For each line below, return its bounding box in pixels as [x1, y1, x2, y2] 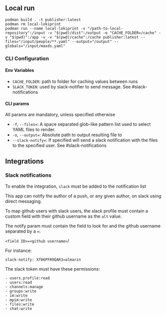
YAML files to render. [12, 127, 56, 133]
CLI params [5, 100, 29, 106]
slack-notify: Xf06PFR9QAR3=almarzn [5, 257, 81, 262]
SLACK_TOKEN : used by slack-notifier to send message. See [12, 83, 131, 89]
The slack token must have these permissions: [5, 266, 100, 272]
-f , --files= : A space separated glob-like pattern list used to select [12, 121, 151, 127]
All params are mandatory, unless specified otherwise [5, 112, 115, 118]
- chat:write [5, 306, 32, 311]
